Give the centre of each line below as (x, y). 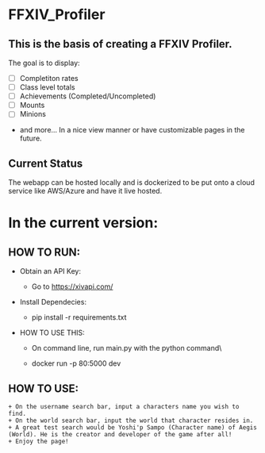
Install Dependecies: (53, 302)
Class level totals (47, 87)
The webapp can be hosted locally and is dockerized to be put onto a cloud (132, 182)
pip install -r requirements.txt (79, 317)
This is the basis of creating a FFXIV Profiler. (120, 44)
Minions (33, 114)
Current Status (46, 163)
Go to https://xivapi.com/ (72, 286)
